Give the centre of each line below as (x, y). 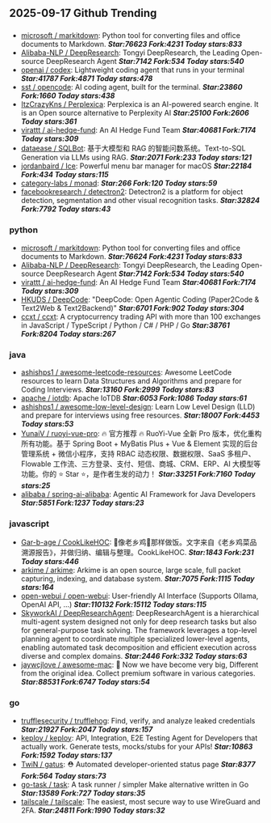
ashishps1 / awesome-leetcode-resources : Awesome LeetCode (126, 372)
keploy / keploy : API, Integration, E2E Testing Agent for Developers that (139, 738)
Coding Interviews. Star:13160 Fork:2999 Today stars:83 (117, 389)
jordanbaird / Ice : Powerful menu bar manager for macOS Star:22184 (136, 166)
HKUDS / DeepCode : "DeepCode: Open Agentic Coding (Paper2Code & (140, 299)
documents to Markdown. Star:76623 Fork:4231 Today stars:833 (131, 45)
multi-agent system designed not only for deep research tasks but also (139, 621)
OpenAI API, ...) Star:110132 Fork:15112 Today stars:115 (114, 605)
